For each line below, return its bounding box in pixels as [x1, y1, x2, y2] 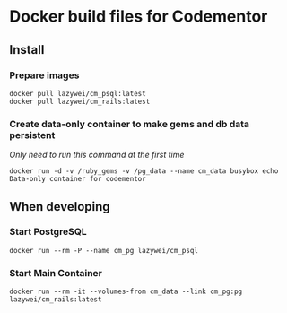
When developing [9, 199, 110, 214]
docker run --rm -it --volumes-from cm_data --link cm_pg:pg [9, 287, 243, 297]
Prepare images [9, 69, 80, 82]
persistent [9, 128, 56, 141]
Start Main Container [9, 266, 103, 279]
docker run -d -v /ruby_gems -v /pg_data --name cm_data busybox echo [9, 167, 279, 176]
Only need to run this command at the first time [9, 150, 185, 161]
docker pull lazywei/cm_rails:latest [9, 97, 151, 106]
